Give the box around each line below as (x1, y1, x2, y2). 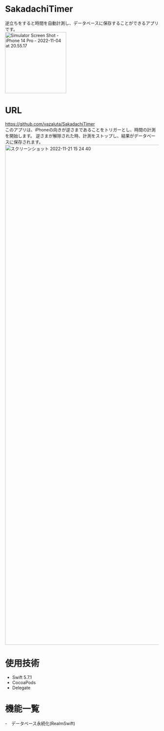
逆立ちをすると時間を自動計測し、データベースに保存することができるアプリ (5, 20, 159, 26)
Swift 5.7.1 (12, 674, 32, 680)
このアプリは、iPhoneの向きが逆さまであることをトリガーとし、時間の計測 (5, 127, 156, 132)
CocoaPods (12, 679, 36, 685)
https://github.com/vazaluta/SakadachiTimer (5, 121, 95, 127)
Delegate (12, 685, 31, 690)
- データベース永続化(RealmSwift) (5, 720, 76, 726)
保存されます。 (13, 139, 43, 145)
